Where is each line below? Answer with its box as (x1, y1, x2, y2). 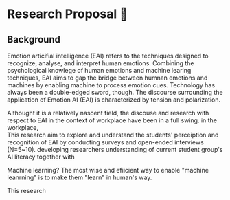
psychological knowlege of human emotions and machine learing (7, 67, 192, 74)
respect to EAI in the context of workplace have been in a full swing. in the (7, 116, 218, 124)
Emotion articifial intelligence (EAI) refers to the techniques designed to (7, 52, 209, 60)
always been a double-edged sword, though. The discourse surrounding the (7, 89, 223, 96)
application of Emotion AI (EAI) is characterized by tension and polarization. (7, 96, 221, 104)
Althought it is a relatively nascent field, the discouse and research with (7, 109, 209, 117)
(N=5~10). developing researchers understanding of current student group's (7, 146, 223, 153)
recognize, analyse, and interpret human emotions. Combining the (7, 59, 194, 67)
